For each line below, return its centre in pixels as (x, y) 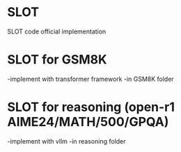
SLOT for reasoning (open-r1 (91, 107)
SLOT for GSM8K (57, 60)
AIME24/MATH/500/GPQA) (88, 122)
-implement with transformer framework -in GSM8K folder (90, 79)
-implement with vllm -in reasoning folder (67, 141)
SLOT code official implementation (57, 31)
